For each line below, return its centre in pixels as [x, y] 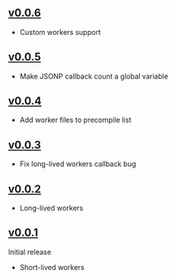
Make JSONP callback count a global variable [94, 76]
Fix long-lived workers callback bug [78, 164]
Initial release [30, 252]
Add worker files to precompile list [75, 120]
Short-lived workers [52, 267]
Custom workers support [60, 32]
